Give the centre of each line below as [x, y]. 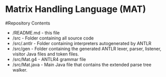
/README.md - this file [36, 32]
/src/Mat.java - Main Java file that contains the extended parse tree [82, 64]
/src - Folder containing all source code [53, 38]
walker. [20, 70]
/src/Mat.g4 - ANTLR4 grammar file [49, 59]
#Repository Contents [28, 23]
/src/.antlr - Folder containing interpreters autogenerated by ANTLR [82, 43]
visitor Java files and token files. [45, 54]
